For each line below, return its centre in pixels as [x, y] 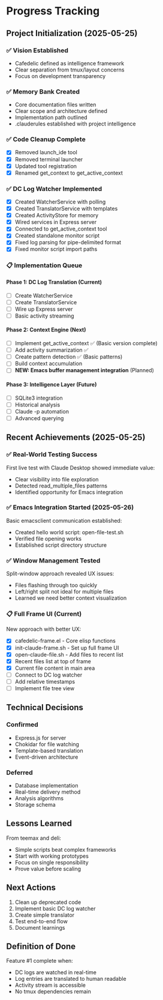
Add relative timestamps [45, 681]
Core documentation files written [55, 105]
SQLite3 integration [39, 398]
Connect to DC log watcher [49, 675]
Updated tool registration [46, 166]
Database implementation [46, 785]
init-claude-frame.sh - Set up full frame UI [67, 648]
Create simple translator [45, 915]
